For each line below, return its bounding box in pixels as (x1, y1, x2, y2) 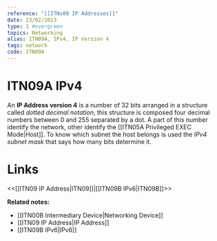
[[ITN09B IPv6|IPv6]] (17, 225, 77, 234)
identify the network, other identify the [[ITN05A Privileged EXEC (7, 123, 192, 131)
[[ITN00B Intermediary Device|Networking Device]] (17, 211, 163, 219)
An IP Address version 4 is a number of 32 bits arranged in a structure (7, 101, 208, 109)
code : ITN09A (7, 49, 45, 56)
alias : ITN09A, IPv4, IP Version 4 (7, 36, 110, 43)
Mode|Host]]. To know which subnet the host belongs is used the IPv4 (7, 130, 207, 138)
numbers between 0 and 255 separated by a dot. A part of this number (7, 115, 208, 124)
